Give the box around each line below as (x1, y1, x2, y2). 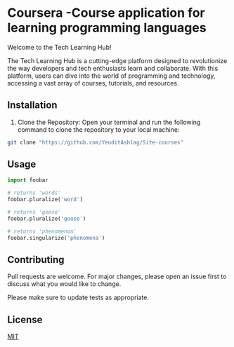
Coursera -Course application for (7, 5, 205, 21)
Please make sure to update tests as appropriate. (7, 293, 150, 302)
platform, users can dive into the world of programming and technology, (7, 72, 216, 80)
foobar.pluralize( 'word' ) (7, 196, 83, 203)
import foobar (7, 177, 49, 184)
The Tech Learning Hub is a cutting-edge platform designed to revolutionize (7, 56, 228, 64)
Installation (7, 100, 58, 111)
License (7, 313, 43, 325)
